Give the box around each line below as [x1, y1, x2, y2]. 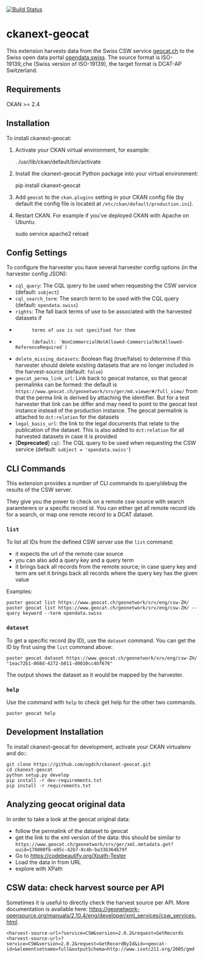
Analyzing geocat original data [6, 799, 126, 810]
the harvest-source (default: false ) [15, 368, 104, 375]
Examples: [6, 588, 32, 595]
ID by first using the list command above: [6, 643, 113, 650]
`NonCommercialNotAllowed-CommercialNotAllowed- [58, 339, 185, 346]
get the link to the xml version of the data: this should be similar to [15, 834, 181, 841]
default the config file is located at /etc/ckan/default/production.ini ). [15, 200, 194, 207]
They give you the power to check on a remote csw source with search [6, 498, 185, 505]
